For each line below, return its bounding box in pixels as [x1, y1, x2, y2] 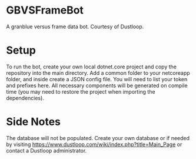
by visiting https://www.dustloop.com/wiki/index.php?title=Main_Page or [6, 141, 182, 148]
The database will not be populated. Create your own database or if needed [6, 134, 190, 141]
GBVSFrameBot [6, 4, 84, 17]
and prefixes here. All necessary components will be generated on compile [6, 82, 188, 89]
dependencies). [6, 94, 44, 101]
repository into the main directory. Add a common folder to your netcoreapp [6, 69, 190, 77]
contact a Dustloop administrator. [6, 147, 87, 154]
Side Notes [6, 115, 61, 128]
